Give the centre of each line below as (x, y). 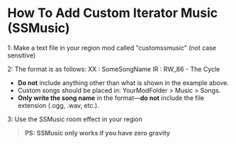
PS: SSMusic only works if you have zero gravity (97, 133)
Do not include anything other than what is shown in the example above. (123, 82)
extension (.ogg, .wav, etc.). (58, 105)
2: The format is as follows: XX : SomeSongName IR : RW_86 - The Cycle (114, 69)
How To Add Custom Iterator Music (113, 13)
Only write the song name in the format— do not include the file (111, 98)
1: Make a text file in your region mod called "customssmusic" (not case (112, 48)
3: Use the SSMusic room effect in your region (75, 119)
